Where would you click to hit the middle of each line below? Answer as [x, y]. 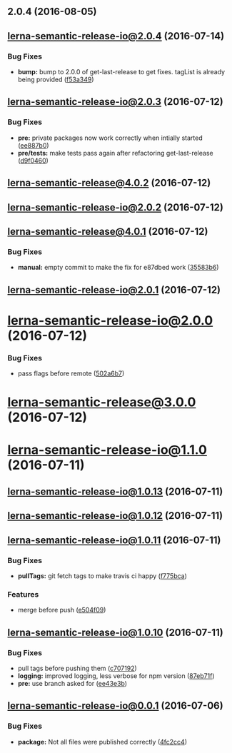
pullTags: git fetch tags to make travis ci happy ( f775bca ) [102, 576]
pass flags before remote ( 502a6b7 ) [71, 373]
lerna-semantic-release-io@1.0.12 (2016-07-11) [115, 516]
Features [23, 594]
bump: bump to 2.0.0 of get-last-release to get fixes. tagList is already [121, 72]
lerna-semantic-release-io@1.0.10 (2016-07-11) [115, 632]
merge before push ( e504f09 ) [62, 610]
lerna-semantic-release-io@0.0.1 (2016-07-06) [115, 706]
